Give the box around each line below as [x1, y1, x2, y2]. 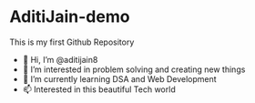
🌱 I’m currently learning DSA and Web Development [22, 73, 217, 84]
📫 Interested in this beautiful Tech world [22, 84, 176, 95]
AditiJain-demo [9, 6, 130, 27]
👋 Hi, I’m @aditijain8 [22, 54, 98, 65]
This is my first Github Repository [9, 36, 135, 47]
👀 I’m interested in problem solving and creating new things [22, 64, 246, 75]
